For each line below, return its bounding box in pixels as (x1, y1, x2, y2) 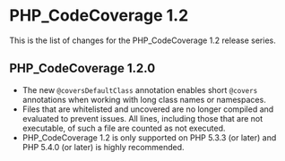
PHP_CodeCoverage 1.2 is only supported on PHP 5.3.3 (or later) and (22, 131, 277, 143)
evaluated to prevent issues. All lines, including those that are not (22, 113, 263, 123)
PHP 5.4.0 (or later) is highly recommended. (22, 141, 186, 152)
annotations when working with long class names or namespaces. (22, 94, 266, 105)
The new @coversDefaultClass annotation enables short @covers (22, 84, 258, 95)
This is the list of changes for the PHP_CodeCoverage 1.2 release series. (9, 35, 276, 46)
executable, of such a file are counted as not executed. (22, 123, 226, 133)
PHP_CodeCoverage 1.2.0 (9, 61, 156, 76)
